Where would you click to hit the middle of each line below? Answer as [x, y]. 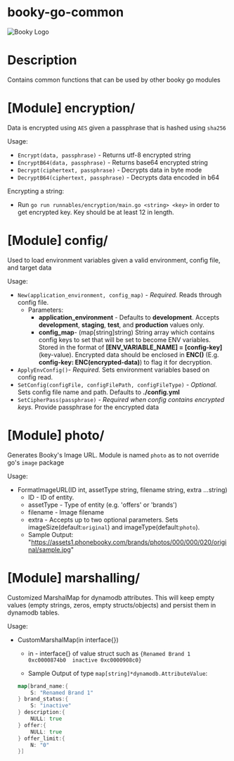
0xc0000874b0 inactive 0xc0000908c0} [85, 660]
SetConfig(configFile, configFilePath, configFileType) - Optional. [117, 384]
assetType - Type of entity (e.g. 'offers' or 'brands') [103, 505]
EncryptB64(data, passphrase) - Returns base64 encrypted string [113, 162]
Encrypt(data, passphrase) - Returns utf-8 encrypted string [104, 155]
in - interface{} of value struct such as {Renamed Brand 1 [109, 653]
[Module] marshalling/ [74, 578]
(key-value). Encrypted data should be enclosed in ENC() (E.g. [129, 354]
